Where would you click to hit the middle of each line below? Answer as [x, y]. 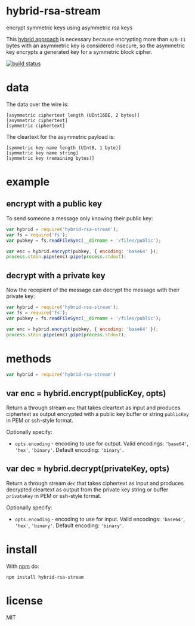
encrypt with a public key [54, 204]
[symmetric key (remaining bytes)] [50, 158]
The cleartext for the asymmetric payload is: [61, 136]
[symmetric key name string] [42, 153]
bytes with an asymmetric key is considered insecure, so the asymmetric [96, 45]
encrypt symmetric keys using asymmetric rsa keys [69, 28]
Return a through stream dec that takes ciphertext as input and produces [95, 483]
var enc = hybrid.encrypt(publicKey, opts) [86, 393]
